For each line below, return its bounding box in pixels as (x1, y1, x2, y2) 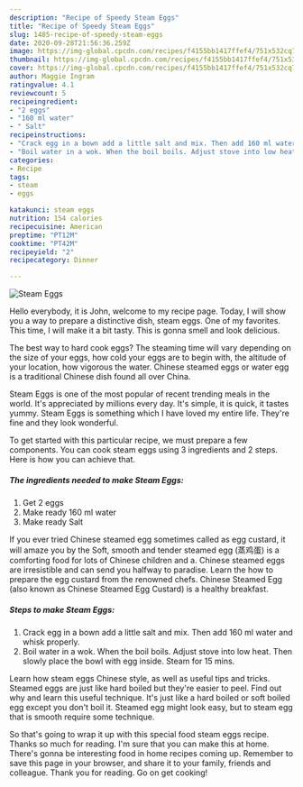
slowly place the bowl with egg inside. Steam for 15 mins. (22, 655, 235, 667)
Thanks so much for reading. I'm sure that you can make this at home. (9, 738, 270, 749)
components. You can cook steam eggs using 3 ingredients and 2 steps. (9, 444, 278, 455)
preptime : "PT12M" (9, 231, 78, 240)
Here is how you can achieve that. (9, 454, 136, 465)
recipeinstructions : (9, 131, 87, 140)
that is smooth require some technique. (9, 711, 155, 722)
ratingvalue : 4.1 (9, 80, 75, 89)
